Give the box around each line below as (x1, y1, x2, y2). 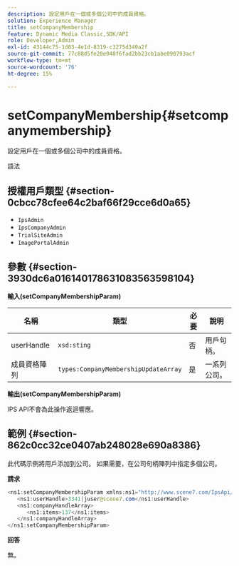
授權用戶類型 (7, 185, 64, 197)
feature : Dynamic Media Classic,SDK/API (7, 30, 129, 38)
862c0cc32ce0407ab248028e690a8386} (7, 440, 201, 452)
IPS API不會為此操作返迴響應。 (7, 405, 97, 414)
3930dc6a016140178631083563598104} (7, 272, 195, 284)
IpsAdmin (17, 217, 44, 224)
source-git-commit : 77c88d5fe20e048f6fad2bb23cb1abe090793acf (7, 51, 196, 58)
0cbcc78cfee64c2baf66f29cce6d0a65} (7, 196, 191, 208)
